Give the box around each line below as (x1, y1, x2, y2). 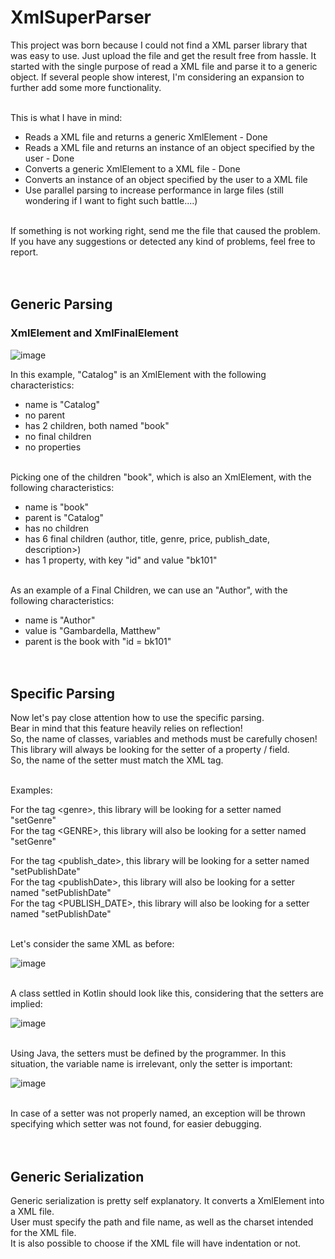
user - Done (24, 152, 75, 164)
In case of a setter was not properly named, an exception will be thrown (10, 1107, 306, 1120)
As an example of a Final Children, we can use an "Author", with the (10, 584, 288, 596)
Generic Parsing (10, 296, 113, 313)
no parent (24, 409, 66, 421)
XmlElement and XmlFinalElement (10, 326, 179, 340)
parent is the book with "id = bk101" (24, 635, 172, 647)
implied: (10, 998, 43, 1010)
